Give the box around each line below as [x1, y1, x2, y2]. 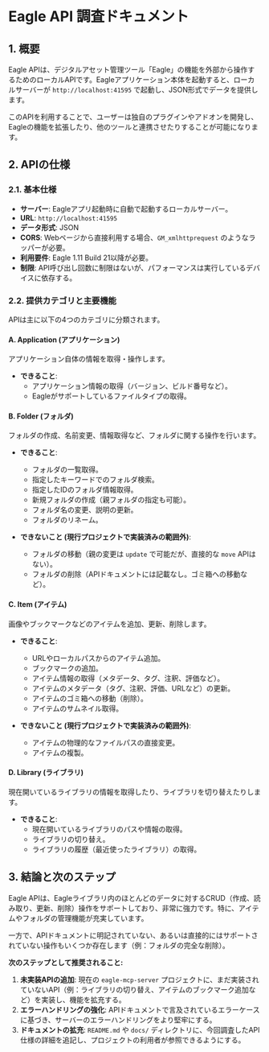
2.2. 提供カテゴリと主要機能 [8, 295, 116, 306]
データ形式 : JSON [19, 222, 79, 232]
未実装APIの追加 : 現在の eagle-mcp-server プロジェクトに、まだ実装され [19, 975, 259, 984]
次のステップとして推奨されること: [8, 957, 124, 967]
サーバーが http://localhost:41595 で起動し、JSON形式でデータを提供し [14, 85, 259, 94]
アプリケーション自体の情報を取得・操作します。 [8, 354, 170, 364]
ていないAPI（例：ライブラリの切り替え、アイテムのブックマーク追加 [19, 984, 249, 994]
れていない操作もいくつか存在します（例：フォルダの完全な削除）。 [8, 940, 230, 950]
